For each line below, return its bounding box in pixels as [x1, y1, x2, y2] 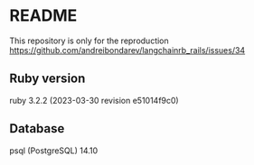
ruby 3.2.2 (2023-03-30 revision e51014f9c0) [9, 95, 179, 105]
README [9, 5, 78, 26]
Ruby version [9, 71, 86, 87]
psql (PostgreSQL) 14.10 [9, 145, 99, 156]
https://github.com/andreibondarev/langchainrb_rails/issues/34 [9, 44, 246, 55]
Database [9, 121, 65, 136]
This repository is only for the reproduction [9, 35, 169, 46]
